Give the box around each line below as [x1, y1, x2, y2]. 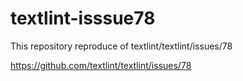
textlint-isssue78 [10, 7, 156, 30]
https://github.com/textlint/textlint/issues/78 [10, 59, 192, 71]
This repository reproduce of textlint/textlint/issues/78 [10, 40, 233, 52]
